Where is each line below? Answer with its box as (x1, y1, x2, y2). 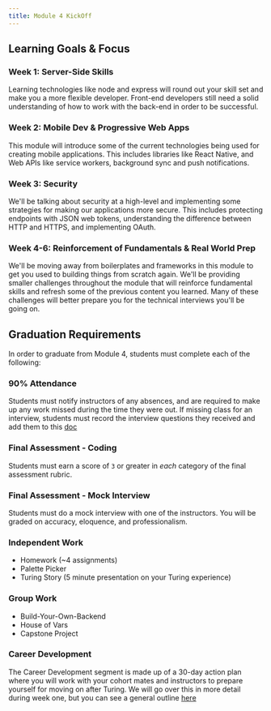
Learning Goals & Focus (8, 42, 130, 56)
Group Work (8, 593, 57, 604)
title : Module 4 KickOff (8, 11, 92, 20)
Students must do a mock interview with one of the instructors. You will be (8, 508, 256, 517)
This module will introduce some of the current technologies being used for (8, 140, 260, 150)
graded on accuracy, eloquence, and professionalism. (8, 516, 188, 526)
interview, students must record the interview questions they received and (8, 413, 256, 423)
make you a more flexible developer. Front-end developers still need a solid (8, 93, 259, 103)
